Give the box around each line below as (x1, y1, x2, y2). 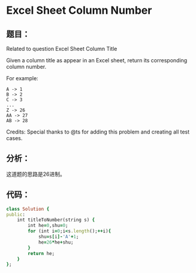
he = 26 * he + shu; (38, 239, 74, 245)
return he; (28, 250, 55, 256)
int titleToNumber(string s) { (17, 217, 95, 223)
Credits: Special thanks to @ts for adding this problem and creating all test (6, 128, 190, 135)
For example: (6, 75, 39, 81)
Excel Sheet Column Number (6, 4, 152, 17)
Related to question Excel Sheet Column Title (6, 45, 117, 52)
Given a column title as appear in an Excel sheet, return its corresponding (6, 57, 188, 63)
